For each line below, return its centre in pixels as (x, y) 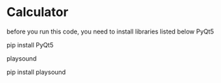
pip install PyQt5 (30, 45)
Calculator (37, 12)
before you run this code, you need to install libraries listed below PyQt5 (110, 31)
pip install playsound (36, 72)
